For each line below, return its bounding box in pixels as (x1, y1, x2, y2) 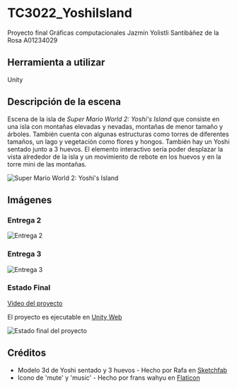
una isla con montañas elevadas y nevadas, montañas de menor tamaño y (7, 122, 224, 130)
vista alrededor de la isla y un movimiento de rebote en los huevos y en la (7, 152, 221, 161)
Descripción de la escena (7, 96, 122, 108)
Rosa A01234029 (7, 35, 58, 44)
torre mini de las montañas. (7, 159, 87, 168)
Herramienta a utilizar (7, 57, 105, 69)
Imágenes (7, 193, 52, 206)
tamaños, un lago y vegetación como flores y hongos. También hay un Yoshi (7, 137, 230, 146)
